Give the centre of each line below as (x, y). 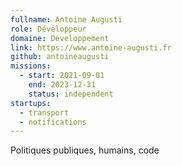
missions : (31, 66)
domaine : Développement (60, 38)
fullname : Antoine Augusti (66, 19)
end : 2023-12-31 (62, 85)
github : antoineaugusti (60, 57)
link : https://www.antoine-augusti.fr (91, 47)
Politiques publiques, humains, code (85, 150)
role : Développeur (48, 29)
